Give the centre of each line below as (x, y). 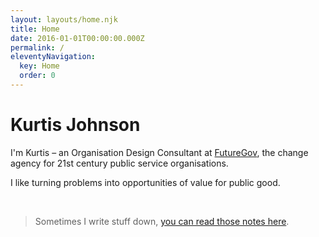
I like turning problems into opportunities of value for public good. (145, 182)
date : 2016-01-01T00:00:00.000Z (77, 38)
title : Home (35, 29)
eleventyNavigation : (53, 57)
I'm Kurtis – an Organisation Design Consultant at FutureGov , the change (159, 152)
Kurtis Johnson (75, 125)
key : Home (39, 66)
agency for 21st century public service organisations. (119, 163)
